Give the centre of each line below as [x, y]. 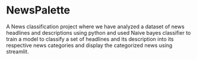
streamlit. [18, 51]
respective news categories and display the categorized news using [89, 45]
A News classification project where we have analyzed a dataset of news [96, 26]
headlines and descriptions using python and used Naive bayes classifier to [99, 32]
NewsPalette [38, 10]
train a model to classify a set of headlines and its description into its [90, 39]
